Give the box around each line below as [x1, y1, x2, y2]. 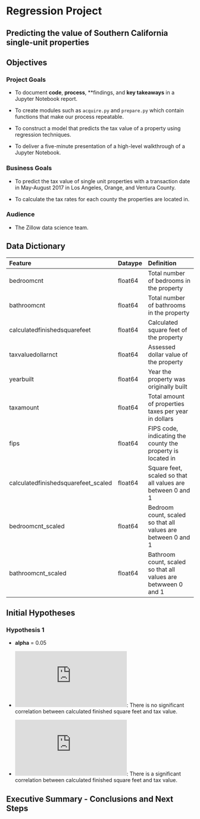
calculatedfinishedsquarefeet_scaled [9, 479, 112, 487]
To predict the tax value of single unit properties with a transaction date [14, 177, 190, 184]
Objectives [6, 57, 48, 67]
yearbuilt [9, 375, 34, 383]
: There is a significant [126, 770, 182, 777]
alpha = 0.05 [14, 639, 46, 646]
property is [148, 447, 179, 455]
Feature [9, 258, 32, 267]
